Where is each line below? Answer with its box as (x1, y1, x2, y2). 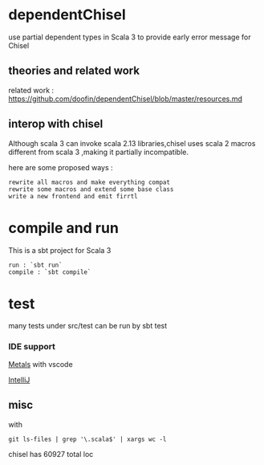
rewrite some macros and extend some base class (8, 185, 174, 194)
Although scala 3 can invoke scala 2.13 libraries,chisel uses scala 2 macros (8, 138, 256, 148)
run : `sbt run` (8, 261, 63, 269)
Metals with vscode (8, 359, 74, 369)
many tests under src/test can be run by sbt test (8, 321, 168, 331)
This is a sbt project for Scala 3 (8, 245, 112, 255)
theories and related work (8, 64, 140, 78)
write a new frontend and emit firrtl (8, 192, 138, 200)
